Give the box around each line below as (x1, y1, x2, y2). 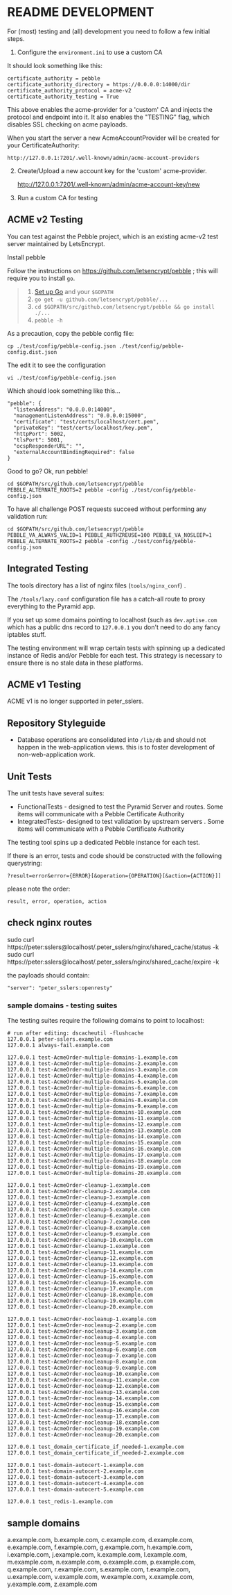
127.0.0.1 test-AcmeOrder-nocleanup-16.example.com (7, 1407, 159, 1414)
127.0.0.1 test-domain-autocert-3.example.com (7, 1474, 144, 1481)
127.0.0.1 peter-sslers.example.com (7, 1036, 113, 1043)
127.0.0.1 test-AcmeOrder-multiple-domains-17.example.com (7, 1151, 181, 1158)
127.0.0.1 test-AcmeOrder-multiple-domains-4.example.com (7, 1072, 178, 1080)
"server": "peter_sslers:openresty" (7, 985, 113, 991)
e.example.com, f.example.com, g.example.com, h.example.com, (7, 1543, 193, 1551)
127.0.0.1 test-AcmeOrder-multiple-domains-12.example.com (7, 1121, 181, 1128)
